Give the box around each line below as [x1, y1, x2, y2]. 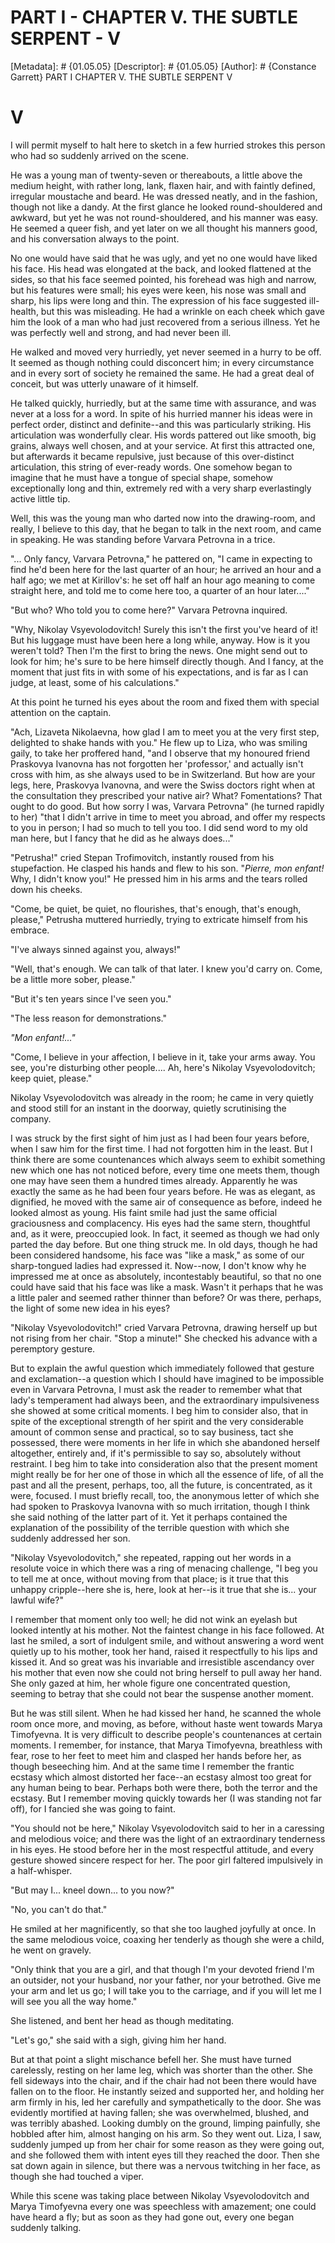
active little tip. [10, 492, 71, 505]
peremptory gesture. [10, 1342, 96, 1355]
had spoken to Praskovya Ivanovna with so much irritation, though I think [10, 1500, 310, 1512]
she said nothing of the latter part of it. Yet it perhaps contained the [10, 1511, 288, 1523]
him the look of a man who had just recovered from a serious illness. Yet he [10, 316, 321, 328]
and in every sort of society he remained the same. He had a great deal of [10, 367, 315, 379]
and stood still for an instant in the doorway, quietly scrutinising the [10, 1102, 287, 1114]
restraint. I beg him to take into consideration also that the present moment [10, 1457, 318, 1470]
